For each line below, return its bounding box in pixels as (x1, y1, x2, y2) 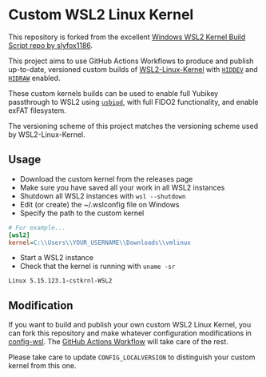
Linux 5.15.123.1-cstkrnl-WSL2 (8, 277, 113, 285)
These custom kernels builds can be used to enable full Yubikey (8, 88, 219, 98)
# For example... (8, 223, 66, 231)
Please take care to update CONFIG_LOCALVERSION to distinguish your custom (8, 352, 256, 362)
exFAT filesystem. (8, 106, 66, 115)
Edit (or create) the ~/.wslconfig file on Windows (19, 199, 180, 209)
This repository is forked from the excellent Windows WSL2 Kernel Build (8, 32, 246, 42)
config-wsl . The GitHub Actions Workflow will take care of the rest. (8, 337, 229, 347)
